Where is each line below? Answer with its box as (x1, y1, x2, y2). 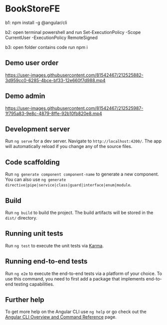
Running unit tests (5, 229, 63, 238)
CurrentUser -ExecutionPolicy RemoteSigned (5, 34, 98, 40)
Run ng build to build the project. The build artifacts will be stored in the (5, 209, 154, 215)
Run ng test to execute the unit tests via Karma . (5, 242, 104, 248)
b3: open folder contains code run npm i (5, 44, 88, 50)
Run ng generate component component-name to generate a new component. (5, 171, 160, 177)
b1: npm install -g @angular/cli (5, 19, 67, 25)
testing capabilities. (14, 281, 54, 287)
